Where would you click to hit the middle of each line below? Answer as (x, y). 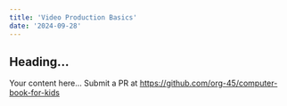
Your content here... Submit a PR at (74, 83)
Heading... (39, 62)
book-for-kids (35, 93)
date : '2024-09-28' (45, 26)
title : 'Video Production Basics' (74, 17)
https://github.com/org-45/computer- (209, 83)
